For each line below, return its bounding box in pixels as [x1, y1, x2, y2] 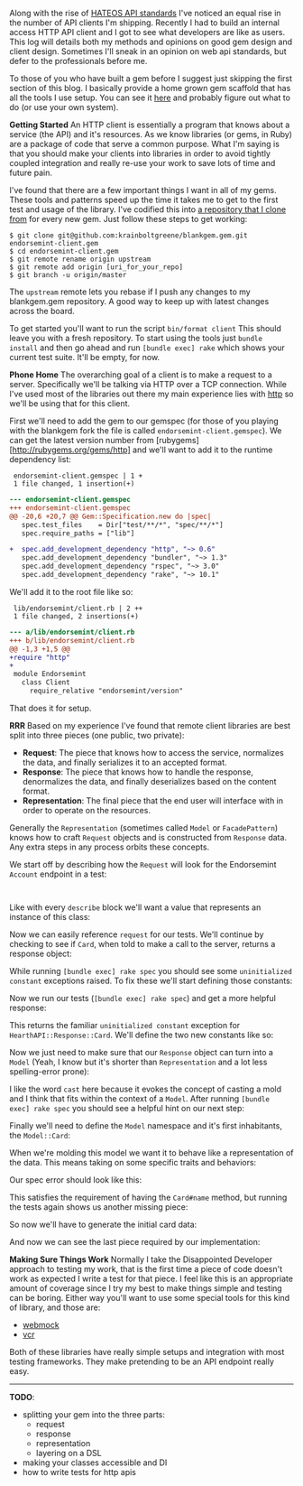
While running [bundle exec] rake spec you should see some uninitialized [9, 965, 293, 976]
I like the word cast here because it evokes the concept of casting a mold [9, 1083, 282, 1094]
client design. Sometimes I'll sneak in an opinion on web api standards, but [9, 46, 287, 57]
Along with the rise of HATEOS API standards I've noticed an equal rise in [9, 8, 281, 18]
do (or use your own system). [9, 102, 119, 112]
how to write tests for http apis [22, 1466, 137, 1477]
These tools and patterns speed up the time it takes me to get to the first [9, 194, 279, 205]
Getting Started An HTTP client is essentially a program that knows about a [9, 119, 290, 130]
